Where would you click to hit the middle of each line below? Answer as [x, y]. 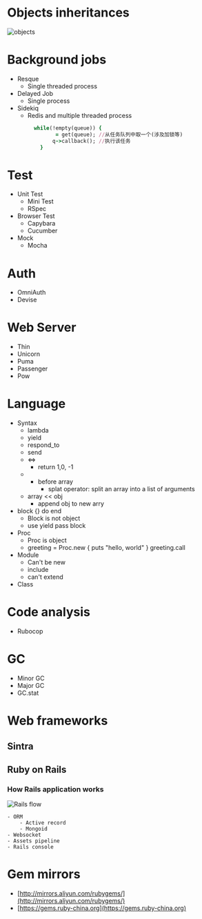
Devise [27, 300]
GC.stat [28, 693]
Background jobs [57, 60]
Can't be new [46, 562]
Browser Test [36, 216]
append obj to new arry [71, 504]
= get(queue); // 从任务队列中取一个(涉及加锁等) [119, 135]
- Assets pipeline [33, 841]
